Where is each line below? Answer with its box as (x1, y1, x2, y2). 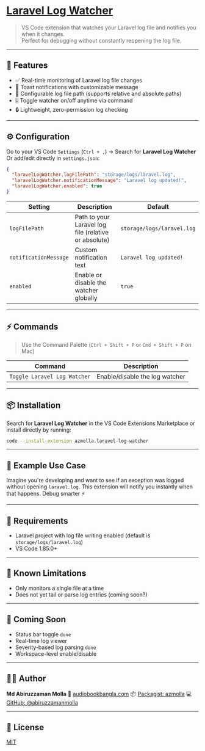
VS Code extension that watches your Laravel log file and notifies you (21, 24, 196, 31)
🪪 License (6, 722, 45, 733)
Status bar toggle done (15, 630, 71, 638)
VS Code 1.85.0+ (15, 545, 58, 553)
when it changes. (21, 30, 65, 37)
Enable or (74, 270, 103, 279)
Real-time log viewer (15, 637, 68, 644)
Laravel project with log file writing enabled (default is (15, 532, 151, 539)
